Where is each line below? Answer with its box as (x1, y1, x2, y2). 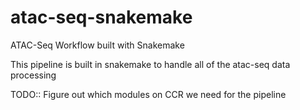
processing (10, 69, 57, 81)
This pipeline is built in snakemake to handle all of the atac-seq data (10, 58, 291, 70)
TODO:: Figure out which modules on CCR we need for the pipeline (10, 88, 287, 100)
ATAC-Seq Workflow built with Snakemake (10, 39, 185, 51)
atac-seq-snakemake (10, 6, 193, 29)
